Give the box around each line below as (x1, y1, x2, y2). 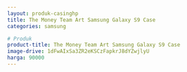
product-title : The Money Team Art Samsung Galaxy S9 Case (7, 42, 181, 49)
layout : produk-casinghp (7, 10, 79, 17)
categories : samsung (7, 23, 67, 29)
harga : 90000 (7, 54, 45, 62)
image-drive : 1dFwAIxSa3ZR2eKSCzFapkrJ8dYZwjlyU (7, 48, 150, 55)
